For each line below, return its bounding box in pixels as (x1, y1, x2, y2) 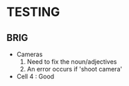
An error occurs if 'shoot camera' (26, 65, 123, 73)
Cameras (16, 50, 43, 58)
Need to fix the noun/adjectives (26, 58, 117, 66)
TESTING (6, 4, 60, 20)
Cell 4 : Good (16, 72, 55, 80)
